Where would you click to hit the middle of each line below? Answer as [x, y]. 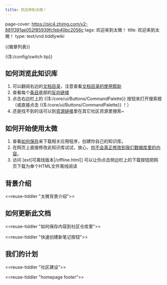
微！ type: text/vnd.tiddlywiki [35, 36]
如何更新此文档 [28, 214]
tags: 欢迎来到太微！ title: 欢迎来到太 [122, 30]
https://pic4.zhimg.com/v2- [60, 24]
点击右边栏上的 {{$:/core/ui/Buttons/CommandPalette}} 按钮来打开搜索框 [87, 99]
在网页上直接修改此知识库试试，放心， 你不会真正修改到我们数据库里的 [84, 148]
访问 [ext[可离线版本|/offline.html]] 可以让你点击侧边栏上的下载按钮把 [83, 160]
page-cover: [18, 24]
